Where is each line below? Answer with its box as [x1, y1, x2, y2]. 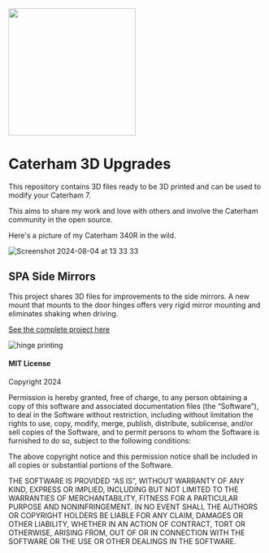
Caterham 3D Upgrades [8, 155, 171, 173]
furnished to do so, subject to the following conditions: [8, 435, 191, 446]
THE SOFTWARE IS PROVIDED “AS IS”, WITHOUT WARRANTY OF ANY [8, 476, 245, 486]
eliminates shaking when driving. [8, 308, 119, 318]
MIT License [8, 359, 51, 368]
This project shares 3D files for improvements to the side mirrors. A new [8, 291, 249, 301]
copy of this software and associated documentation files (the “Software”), [8, 401, 259, 411]
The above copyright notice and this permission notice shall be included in [8, 451, 258, 461]
